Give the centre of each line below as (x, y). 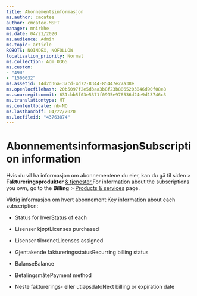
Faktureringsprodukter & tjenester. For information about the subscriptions (98, 182)
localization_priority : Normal (45, 56)
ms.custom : (20, 67)
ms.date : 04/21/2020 (32, 34)
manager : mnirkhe (28, 28)
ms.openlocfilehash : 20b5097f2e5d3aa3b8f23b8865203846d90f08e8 (86, 89)
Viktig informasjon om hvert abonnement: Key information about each (91, 200)
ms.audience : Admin (30, 39)
